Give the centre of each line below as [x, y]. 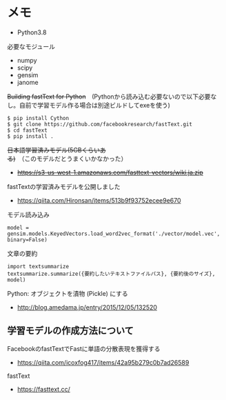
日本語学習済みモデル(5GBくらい [54, 150]
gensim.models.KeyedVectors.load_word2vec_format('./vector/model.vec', [114, 234]
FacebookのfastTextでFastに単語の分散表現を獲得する [84, 348]
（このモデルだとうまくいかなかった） [74, 159]
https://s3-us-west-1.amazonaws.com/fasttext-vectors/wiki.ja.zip [110, 172]
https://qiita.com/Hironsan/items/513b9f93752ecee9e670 [99, 200]
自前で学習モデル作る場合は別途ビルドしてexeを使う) [95, 105]
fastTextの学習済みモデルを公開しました [64, 186]
